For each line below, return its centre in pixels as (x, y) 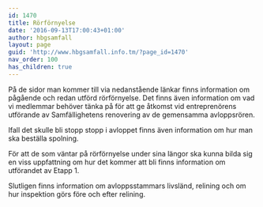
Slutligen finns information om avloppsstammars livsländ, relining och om (127, 186)
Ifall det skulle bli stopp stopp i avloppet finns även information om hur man (131, 130)
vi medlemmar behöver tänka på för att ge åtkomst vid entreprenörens (122, 106)
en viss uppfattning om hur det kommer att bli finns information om (117, 162)
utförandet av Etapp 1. (44, 170)
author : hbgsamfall (40, 38)
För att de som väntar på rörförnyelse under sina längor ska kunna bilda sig (130, 153)
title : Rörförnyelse (42, 23)
